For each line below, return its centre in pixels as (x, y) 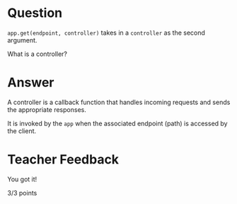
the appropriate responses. (47, 109)
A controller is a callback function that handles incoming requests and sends (119, 102)
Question (35, 13)
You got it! (22, 179)
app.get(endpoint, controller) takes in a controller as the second (106, 33)
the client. (22, 131)
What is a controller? (37, 54)
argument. (22, 40)
